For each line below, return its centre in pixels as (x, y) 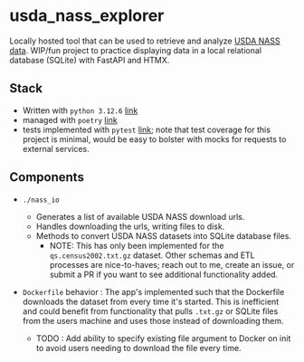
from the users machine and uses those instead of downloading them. (153, 320)
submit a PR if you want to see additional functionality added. (164, 274)
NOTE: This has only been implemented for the (137, 245)
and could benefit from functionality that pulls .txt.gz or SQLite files (150, 311)
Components (47, 177)
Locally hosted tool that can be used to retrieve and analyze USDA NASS (145, 41)
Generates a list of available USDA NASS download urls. (140, 216)
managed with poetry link (70, 119)
